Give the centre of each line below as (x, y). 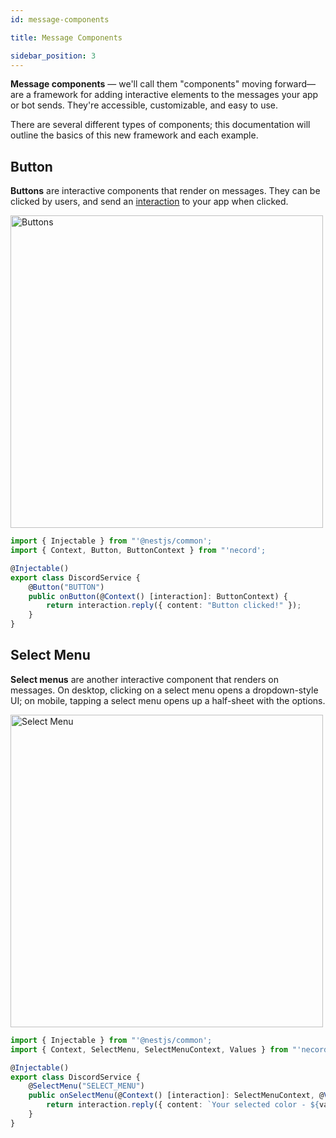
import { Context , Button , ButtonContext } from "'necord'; (138, 551)
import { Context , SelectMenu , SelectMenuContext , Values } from (149, 1049)
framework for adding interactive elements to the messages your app (176, 95)
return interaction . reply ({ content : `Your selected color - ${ (183, 1105)
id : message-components (60, 19)
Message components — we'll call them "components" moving (141, 84)
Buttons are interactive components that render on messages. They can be (165, 191)
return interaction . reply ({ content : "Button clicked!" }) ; (174, 606)
